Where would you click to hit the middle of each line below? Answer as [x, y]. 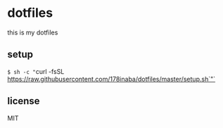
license [24, 101]
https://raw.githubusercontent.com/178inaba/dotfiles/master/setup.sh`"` [111, 79]
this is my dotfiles [33, 32]
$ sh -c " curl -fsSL [36, 71]
